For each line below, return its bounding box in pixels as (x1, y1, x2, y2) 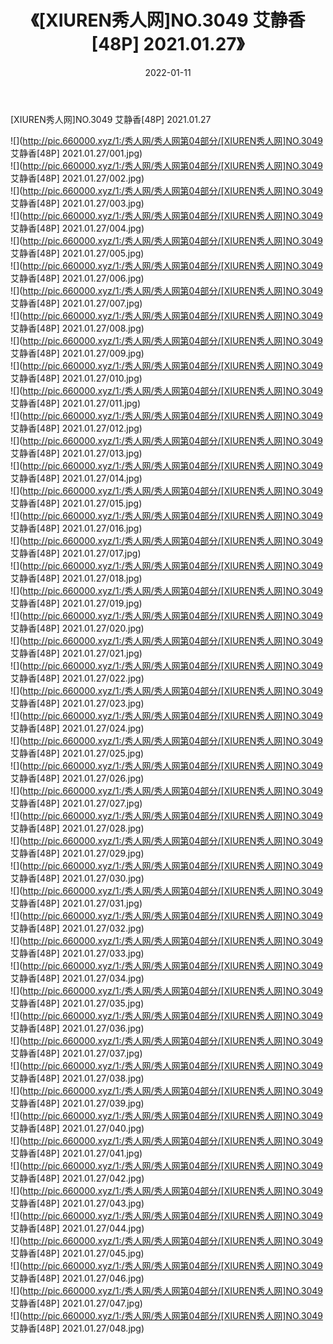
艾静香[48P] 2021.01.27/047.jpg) (10, 1297, 143, 1309)
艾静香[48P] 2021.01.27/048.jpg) (10, 1322, 145, 1334)
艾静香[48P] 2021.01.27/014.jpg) (10, 472, 143, 484)
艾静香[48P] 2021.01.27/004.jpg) (10, 222, 145, 234)
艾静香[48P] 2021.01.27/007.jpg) (10, 297, 143, 309)
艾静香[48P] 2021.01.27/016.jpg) (10, 522, 143, 534)
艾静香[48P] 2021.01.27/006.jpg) (10, 272, 145, 284)
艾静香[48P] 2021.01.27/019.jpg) (10, 597, 143, 609)
